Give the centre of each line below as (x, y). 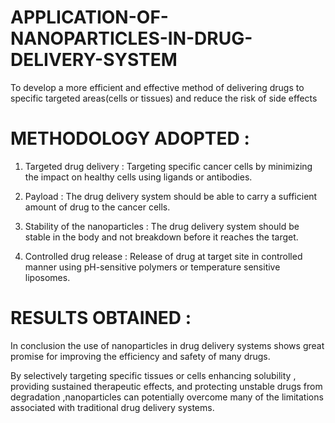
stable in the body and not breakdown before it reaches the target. (161, 237)
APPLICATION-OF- (89, 17)
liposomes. (47, 277)
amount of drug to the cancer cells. (97, 207)
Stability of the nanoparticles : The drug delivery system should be (162, 226)
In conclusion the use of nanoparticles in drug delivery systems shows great (167, 345)
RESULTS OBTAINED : (101, 318)
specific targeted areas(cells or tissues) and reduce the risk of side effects (164, 98)
